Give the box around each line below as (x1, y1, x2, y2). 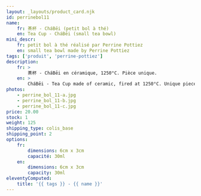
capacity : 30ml (28, 170, 66, 176)
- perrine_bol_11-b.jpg (17, 97, 77, 103)
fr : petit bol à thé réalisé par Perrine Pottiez (17, 42, 144, 48)
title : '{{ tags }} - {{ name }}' (17, 181, 103, 187)
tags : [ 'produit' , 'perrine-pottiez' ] (6, 53, 103, 59)
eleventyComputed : (6, 176, 52, 182)
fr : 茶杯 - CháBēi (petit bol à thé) (17, 25, 109, 32)
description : (6, 59, 39, 65)
